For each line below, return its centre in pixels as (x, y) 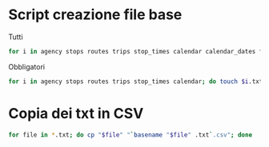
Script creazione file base (95, 15)
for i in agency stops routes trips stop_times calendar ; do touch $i (128, 81)
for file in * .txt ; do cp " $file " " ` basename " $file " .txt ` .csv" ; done (130, 135)
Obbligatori (27, 66)
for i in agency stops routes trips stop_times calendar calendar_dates (132, 51)
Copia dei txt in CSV (76, 113)
